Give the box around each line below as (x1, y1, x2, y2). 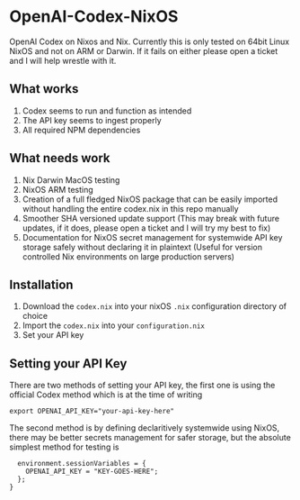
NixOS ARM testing (22, 184, 94, 195)
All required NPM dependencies (22, 124, 141, 135)
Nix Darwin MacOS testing (22, 174, 120, 186)
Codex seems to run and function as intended (22, 105, 192, 116)
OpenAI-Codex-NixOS (9, 6, 179, 27)
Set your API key (22, 330, 84, 341)
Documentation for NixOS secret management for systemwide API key (22, 232, 283, 242)
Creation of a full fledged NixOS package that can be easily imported (22, 194, 278, 205)
